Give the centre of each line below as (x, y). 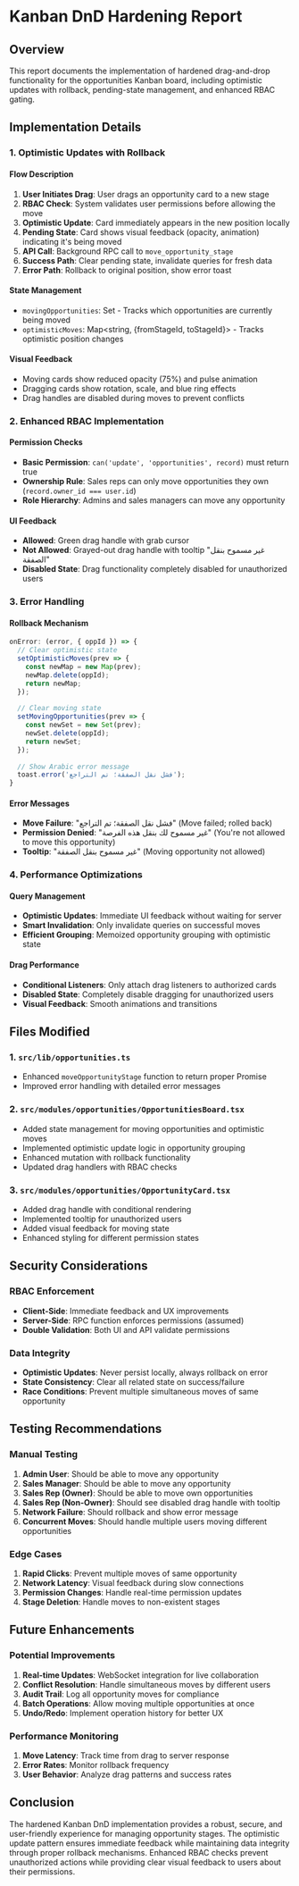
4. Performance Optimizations (76, 875)
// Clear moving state (59, 708)
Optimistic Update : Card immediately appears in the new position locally (156, 222)
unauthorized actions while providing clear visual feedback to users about (145, 1862)
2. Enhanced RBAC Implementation (87, 421)
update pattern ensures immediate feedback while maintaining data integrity (149, 1843)
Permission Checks (46, 442)
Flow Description (42, 174)
